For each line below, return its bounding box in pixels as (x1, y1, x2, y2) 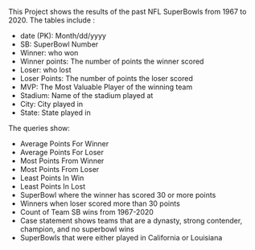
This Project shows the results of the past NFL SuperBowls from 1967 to (8, 7, 247, 16)
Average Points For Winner (19, 139, 109, 148)
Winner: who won (19, 48, 79, 57)
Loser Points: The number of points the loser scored (19, 74, 193, 83)
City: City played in (19, 100, 83, 109)
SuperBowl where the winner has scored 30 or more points (19, 191, 216, 199)
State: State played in (19, 108, 91, 117)
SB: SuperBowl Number (19, 39, 99, 49)
